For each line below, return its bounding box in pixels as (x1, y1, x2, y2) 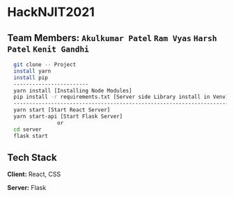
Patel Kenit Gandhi (7, 44, 89, 54)
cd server (13, 126, 42, 133)
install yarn (13, 68, 52, 74)
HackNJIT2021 (7, 4, 95, 20)
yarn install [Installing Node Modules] (13, 87, 132, 94)
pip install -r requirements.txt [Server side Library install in (13, 93, 210, 101)
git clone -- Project (13, 61, 77, 68)
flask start (13, 132, 49, 139)
